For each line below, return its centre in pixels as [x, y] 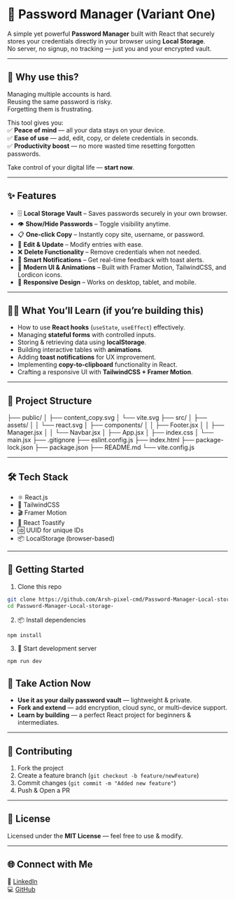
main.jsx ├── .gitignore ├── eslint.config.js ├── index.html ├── [101, 440]
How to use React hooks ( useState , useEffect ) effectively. [101, 327]
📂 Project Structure [50, 401]
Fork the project [41, 768]
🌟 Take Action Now [49, 683]
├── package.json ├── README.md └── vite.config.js [114, 447]
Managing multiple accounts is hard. [59, 94]
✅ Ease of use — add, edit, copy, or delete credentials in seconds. [103, 138]
